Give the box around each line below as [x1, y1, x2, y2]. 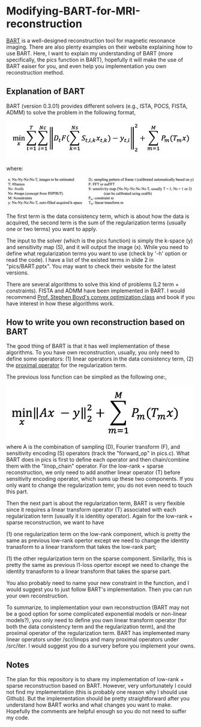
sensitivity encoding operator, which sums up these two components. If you [6, 475, 194, 483]
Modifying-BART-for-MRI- [6, 4, 141, 18]
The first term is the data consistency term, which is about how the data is [6, 212, 190, 220]
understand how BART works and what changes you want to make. [6, 701, 172, 708]
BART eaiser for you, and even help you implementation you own [6, 62, 167, 70]
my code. [6, 714, 30, 722]
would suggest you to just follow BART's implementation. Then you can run [6, 586, 192, 593]
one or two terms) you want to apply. [6, 225, 98, 232]
